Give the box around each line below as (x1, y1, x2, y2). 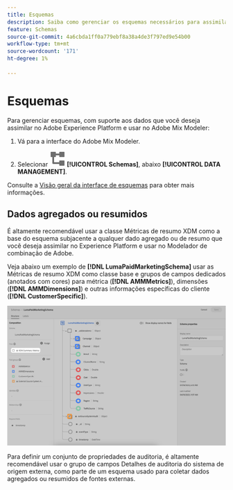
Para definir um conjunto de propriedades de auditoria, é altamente (7, 452, 200, 461)
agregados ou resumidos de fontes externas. (7, 474, 136, 482)
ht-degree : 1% (7, 56, 49, 62)
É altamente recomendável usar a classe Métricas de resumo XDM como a (7, 226, 221, 235)
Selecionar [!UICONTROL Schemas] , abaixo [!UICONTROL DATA (17, 160, 221, 168)
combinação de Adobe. (7, 248, 74, 257)
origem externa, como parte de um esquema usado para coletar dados (7, 467, 209, 475)
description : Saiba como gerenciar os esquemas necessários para (7, 18, 200, 26)
